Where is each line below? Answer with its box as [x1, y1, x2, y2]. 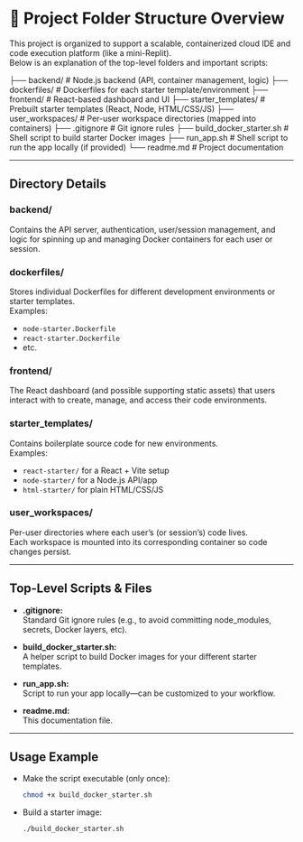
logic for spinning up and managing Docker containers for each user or [9, 234, 273, 245]
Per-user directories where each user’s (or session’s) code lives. [9, 527, 248, 538]
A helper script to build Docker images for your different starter [22, 651, 257, 662]
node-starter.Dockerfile [22, 324, 116, 333]
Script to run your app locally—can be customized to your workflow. [22, 688, 276, 699]
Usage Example [9, 749, 99, 765]
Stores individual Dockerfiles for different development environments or [9, 286, 276, 297]
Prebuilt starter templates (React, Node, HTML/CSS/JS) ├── [9, 103, 234, 114]
